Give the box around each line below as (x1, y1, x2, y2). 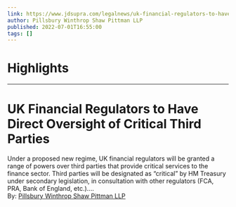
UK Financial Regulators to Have (7, 101, 199, 117)
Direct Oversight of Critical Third (7, 116, 202, 132)
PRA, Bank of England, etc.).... (7, 184, 95, 193)
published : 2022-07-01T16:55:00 (7, 23, 102, 30)
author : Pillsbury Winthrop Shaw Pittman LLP (7, 17, 143, 24)
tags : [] (7, 30, 33, 37)
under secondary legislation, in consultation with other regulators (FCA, (7, 177, 214, 185)
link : (7, 10, 23, 18)
